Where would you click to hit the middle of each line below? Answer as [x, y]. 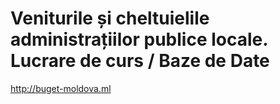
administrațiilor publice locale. [139, 39]
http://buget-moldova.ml [61, 88]
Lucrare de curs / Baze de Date [140, 61]
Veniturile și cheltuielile [110, 18]
